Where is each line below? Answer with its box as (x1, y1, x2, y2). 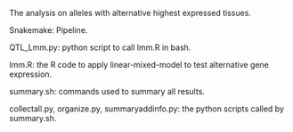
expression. (9, 69, 53, 79)
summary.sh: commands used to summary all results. (9, 87, 205, 96)
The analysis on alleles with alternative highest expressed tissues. (9, 8, 252, 18)
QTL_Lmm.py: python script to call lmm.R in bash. (9, 42, 191, 53)
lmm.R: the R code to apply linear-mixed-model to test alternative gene (9, 60, 270, 70)
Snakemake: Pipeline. (9, 25, 88, 35)
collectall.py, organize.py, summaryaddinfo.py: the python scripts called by (9, 103, 285, 114)
